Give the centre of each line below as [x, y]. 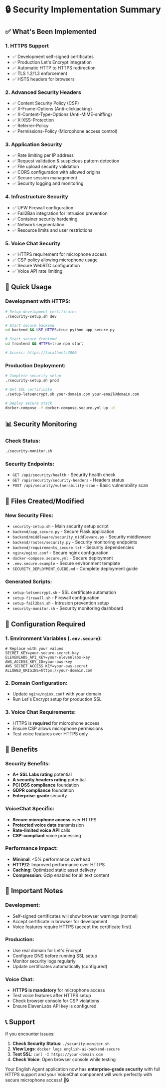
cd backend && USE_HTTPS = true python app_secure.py [60, 330]
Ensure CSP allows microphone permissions [58, 728]
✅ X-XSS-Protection [33, 120]
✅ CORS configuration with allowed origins [56, 172]
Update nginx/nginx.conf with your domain [57, 694]
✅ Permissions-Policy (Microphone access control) [65, 131]
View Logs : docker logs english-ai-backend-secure [66, 1049]
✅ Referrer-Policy [30, 126]
